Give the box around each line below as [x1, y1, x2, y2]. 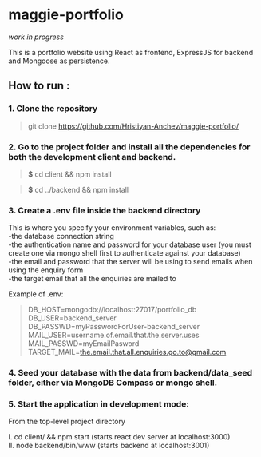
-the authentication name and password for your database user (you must [8, 240, 251, 249]
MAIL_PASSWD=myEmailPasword [27, 339, 140, 348]
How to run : [8, 79, 70, 93]
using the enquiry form [8, 265, 84, 275]
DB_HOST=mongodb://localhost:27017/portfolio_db [27, 305, 197, 315]
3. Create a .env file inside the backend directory [8, 205, 201, 216]
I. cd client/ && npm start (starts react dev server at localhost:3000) [8, 432, 231, 442]
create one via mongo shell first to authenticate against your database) [8, 248, 241, 258]
